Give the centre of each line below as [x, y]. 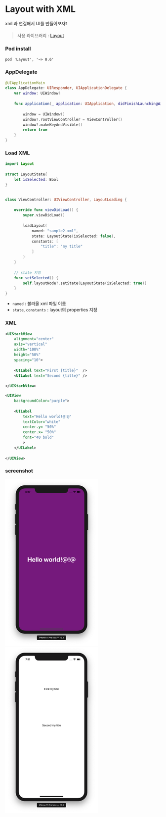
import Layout [20, 164]
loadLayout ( [35, 226]
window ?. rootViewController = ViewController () [73, 119]
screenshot [19, 471]
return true [35, 130]
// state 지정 [27, 273]
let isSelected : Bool [36, 179]
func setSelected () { [36, 278]
